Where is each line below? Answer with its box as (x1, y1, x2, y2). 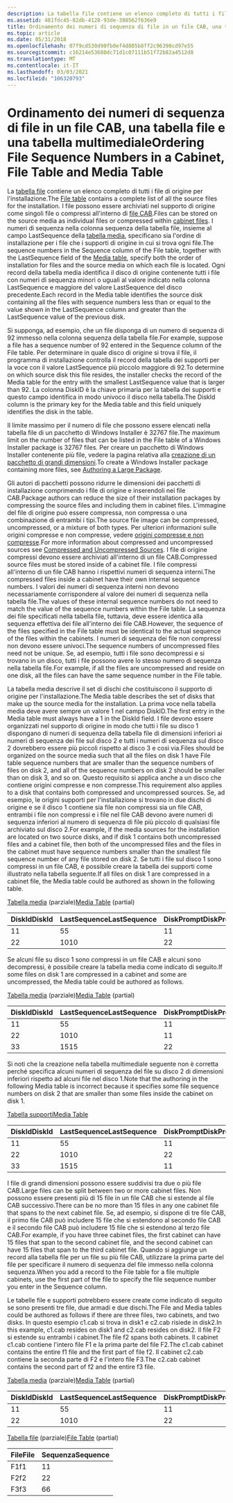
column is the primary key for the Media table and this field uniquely (7, 400, 202, 409)
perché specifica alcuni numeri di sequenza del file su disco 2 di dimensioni (7, 1067, 224, 1076)
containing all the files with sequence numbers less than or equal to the (7, 298, 212, 306)
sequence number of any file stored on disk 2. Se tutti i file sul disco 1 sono (7, 855, 222, 863)
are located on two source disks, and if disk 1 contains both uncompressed (7, 833, 221, 841)
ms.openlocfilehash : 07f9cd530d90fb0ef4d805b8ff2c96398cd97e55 (7, 42, 194, 49)
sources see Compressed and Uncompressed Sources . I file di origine (7, 546, 208, 554)
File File (10, 1450, 35, 1460)
